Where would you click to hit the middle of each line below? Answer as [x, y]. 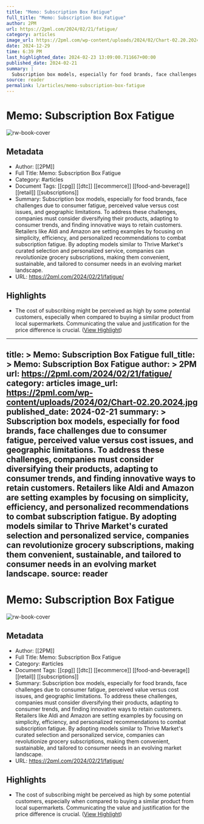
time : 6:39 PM [24, 52]
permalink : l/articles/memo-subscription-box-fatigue [76, 86]
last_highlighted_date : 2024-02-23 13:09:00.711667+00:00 [81, 57]
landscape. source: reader [57, 574]
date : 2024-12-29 [28, 46]
